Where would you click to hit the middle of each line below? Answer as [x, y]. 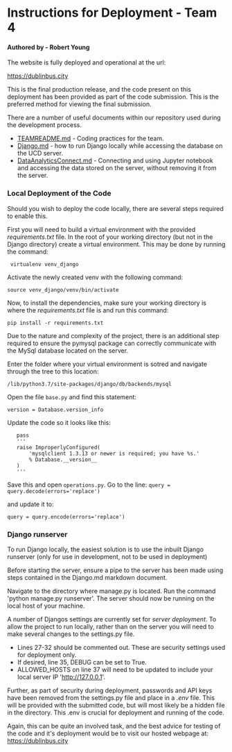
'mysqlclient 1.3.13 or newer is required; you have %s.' [114, 453]
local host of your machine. [46, 605]
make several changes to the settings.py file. [71, 634]
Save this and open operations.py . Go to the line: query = [89, 485]
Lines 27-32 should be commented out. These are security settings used [121, 647]
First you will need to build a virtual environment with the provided [101, 229]
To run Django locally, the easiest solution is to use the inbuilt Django [106, 549]
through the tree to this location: [53, 371]
